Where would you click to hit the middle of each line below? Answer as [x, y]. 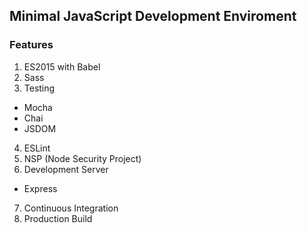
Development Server [66, 169]
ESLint [37, 148]
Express [40, 188]
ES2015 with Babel [62, 66]
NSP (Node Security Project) [82, 158]
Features [31, 45]
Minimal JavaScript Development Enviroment [153, 16]
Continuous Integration [71, 208]
